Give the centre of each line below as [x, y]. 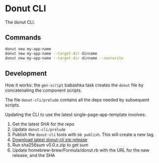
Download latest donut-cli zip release [50, 140]
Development [26, 73]
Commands [23, 38]
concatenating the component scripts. [44, 90]
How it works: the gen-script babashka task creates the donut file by [74, 85]
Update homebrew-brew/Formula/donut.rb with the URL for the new [81, 150]
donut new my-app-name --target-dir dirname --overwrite [64, 58]
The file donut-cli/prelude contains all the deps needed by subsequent [77, 100]
